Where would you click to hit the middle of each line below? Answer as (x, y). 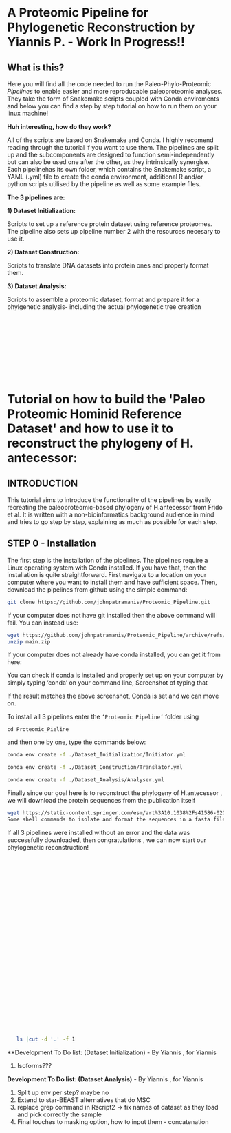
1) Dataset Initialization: (41, 211)
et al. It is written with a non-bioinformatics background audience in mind (111, 514)
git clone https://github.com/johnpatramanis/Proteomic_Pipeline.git (109, 602)
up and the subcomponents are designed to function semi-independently (111, 154)
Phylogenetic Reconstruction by (101, 27)
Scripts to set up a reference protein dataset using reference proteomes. (110, 224)
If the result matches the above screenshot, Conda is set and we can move (113, 696)
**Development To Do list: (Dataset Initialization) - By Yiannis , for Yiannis (112, 1052)
